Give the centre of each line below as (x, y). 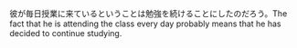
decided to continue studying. (66, 33)
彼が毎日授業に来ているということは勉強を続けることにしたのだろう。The (148, 14)
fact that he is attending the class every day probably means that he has (145, 24)
